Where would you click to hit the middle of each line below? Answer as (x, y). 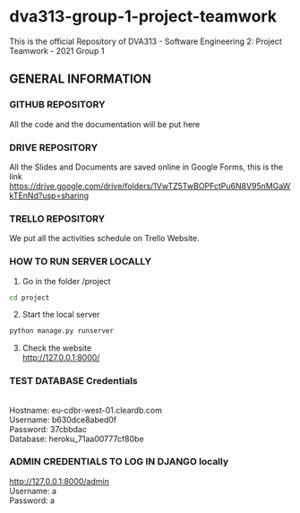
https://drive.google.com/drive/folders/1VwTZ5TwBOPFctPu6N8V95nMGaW (150, 186)
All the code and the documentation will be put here (105, 124)
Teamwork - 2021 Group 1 (57, 50)
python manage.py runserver (62, 331)
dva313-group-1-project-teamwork (143, 17)
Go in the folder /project (66, 281)
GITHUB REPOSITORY (57, 105)
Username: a (33, 491)
